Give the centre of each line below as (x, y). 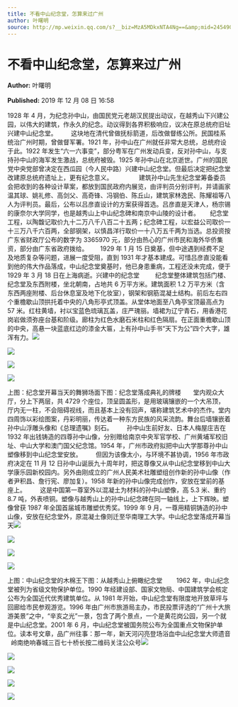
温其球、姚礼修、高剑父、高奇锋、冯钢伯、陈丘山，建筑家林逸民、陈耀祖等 (116, 195)
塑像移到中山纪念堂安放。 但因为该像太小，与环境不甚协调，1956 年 (112, 454)
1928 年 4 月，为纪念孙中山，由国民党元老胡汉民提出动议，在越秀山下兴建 (115, 116)
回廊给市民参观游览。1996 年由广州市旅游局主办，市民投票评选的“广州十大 (116, 607)
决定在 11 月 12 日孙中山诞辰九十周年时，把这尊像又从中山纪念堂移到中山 (119, 464)
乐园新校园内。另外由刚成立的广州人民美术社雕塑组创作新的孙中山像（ (122, 472)
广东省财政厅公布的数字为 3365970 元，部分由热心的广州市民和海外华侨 (112, 240)
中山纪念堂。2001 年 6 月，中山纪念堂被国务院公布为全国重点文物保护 (115, 625)
